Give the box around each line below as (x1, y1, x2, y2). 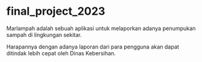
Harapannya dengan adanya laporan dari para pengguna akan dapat (6, 43, 179, 50)
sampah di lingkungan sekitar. (6, 31, 82, 38)
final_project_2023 (6, 4, 106, 18)
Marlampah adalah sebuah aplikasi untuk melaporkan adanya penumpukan (6, 25, 196, 32)
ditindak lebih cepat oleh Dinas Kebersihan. (6, 49, 116, 56)
